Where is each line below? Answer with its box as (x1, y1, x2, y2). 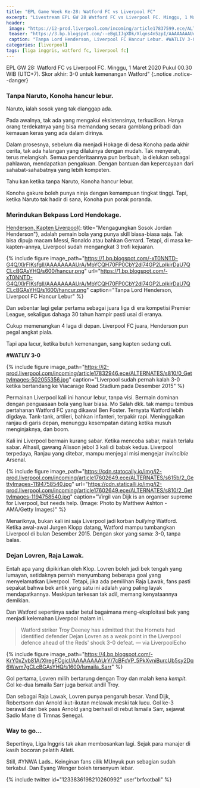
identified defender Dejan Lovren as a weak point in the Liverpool (20, 632, 182, 639)
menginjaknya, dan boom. (6, 426, 70, 433)
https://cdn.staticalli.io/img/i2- (87, 481, 162, 488)
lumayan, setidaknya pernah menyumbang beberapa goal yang (6, 571, 161, 578)
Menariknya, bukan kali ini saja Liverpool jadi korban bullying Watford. (6, 518, 177, 525)
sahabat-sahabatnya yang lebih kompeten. (6, 167, 111, 174)
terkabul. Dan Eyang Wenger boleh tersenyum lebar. (6, 764, 135, 771)
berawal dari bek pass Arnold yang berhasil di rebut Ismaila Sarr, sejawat (6, 705, 185, 712)
